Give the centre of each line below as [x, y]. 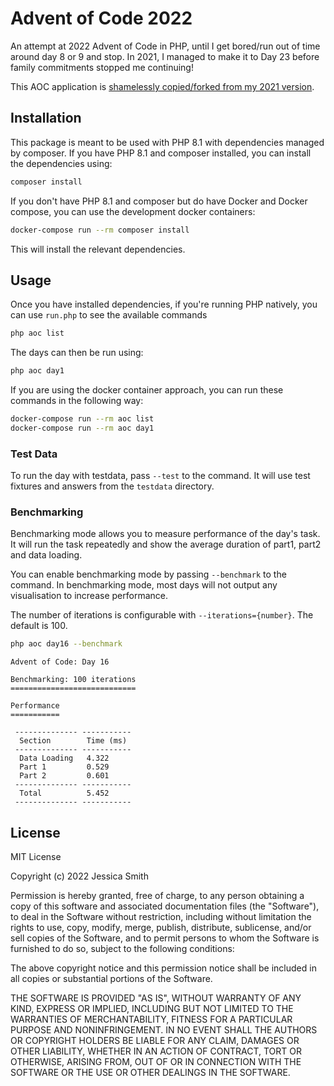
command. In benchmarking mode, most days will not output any [144, 585]
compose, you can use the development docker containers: [133, 211]
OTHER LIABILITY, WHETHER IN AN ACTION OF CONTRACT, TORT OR [156, 1051]
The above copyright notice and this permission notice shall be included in [163, 968]
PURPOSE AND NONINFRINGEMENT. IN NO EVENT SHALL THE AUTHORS [164, 1030]
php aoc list [37, 333]
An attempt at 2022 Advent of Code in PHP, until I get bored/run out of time [165, 46]
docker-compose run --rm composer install [100, 230]
